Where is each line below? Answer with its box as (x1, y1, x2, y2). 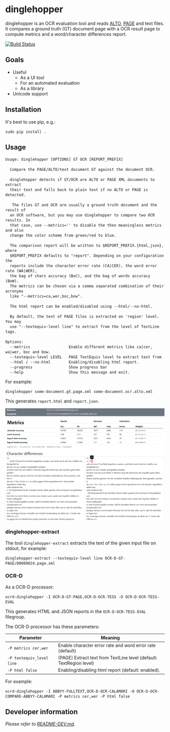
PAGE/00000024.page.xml (5, 561, 56, 566)
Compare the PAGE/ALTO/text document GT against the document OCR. (10, 167, 155, 172)
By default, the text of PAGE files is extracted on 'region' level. (10, 314, 159, 319)
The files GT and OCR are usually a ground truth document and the (12, 203, 157, 208)
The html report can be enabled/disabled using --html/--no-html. (10, 304, 153, 309)
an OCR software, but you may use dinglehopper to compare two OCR (10, 213, 155, 218)
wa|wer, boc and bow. (5, 350, 51, 355)
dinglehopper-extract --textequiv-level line (5, 556, 103, 561)
